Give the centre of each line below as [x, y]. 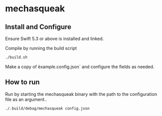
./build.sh [16, 57]
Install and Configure [38, 27]
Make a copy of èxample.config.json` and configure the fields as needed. [80, 67]
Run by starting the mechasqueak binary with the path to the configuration [81, 94]
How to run [23, 82]
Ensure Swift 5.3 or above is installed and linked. [54, 39]
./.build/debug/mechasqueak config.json [48, 108]
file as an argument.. [26, 99]
